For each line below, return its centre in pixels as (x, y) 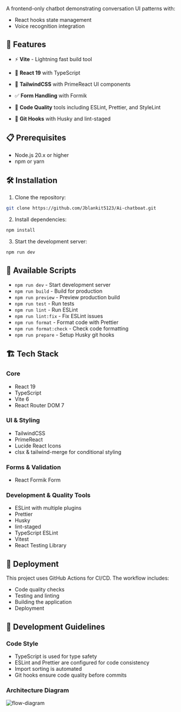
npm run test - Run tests (44, 303)
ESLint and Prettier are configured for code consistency (82, 662)
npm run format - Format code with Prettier (66, 322)
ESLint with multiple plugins (48, 508)
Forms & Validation (33, 467)
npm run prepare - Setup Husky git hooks (64, 335)
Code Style (22, 643)
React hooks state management (53, 20)
